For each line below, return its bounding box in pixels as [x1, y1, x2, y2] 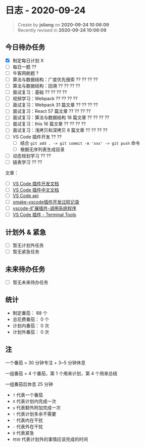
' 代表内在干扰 [12, 417, 43, 423]
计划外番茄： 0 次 [12, 329, 50, 335]
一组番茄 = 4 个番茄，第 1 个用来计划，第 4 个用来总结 [5, 370, 118, 376]
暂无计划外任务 [12, 242, 44, 248]
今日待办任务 [5, 43, 45, 52]
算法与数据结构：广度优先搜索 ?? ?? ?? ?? [12, 76, 98, 83]
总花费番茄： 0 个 [12, 316, 50, 322]
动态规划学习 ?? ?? [12, 152, 52, 158]
